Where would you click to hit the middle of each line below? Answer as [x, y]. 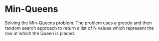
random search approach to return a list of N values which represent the [79, 28]
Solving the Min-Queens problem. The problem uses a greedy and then [78, 23]
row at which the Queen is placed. [40, 33]
